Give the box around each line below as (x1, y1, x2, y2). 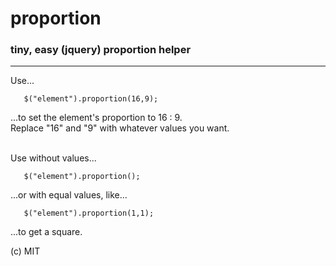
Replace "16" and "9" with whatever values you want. (10, 122, 230, 134)
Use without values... (10, 152, 97, 164)
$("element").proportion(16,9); (23, 94, 159, 104)
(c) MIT (10, 245, 41, 257)
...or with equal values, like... (10, 189, 128, 201)
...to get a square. (10, 226, 83, 238)
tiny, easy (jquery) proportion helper (10, 43, 192, 57)
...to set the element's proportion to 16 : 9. (10, 112, 183, 124)
